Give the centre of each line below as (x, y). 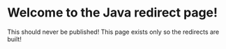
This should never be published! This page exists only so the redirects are (113, 32)
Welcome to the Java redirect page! (113, 13)
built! (15, 39)
